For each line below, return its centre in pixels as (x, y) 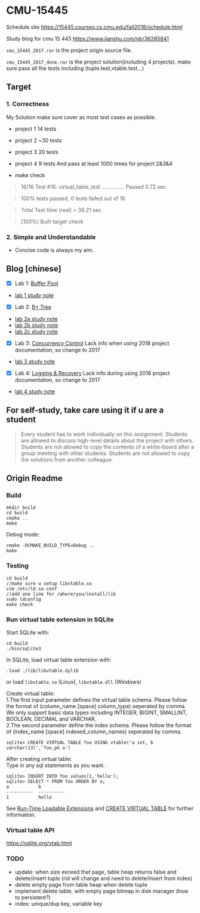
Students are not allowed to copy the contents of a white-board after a (107, 447)
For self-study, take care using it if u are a (85, 410)
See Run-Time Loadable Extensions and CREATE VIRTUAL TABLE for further (100, 808)
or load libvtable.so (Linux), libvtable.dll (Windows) (74, 682)
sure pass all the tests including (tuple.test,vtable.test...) (75, 68)
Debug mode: (23, 535)
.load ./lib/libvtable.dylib (42, 671)
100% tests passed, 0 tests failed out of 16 (73, 198)
